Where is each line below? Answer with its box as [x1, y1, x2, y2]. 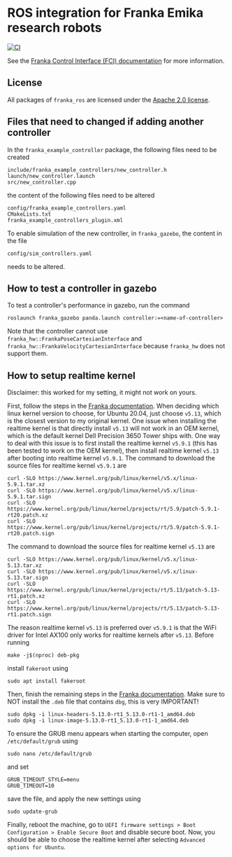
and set [7, 762, 29, 772]
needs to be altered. [7, 262, 65, 270]
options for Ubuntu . [7, 843, 66, 851]
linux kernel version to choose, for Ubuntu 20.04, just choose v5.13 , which [7, 409, 222, 418]
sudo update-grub [7, 808, 58, 816]
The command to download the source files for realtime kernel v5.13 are [7, 542, 215, 551]
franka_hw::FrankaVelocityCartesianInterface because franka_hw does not [7, 342, 226, 350]
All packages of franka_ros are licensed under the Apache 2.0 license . [7, 95, 210, 104]
